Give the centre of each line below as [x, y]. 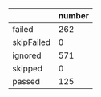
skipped [27, 69]
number [74, 16]
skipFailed [31, 42]
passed [26, 81]
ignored [27, 55]
